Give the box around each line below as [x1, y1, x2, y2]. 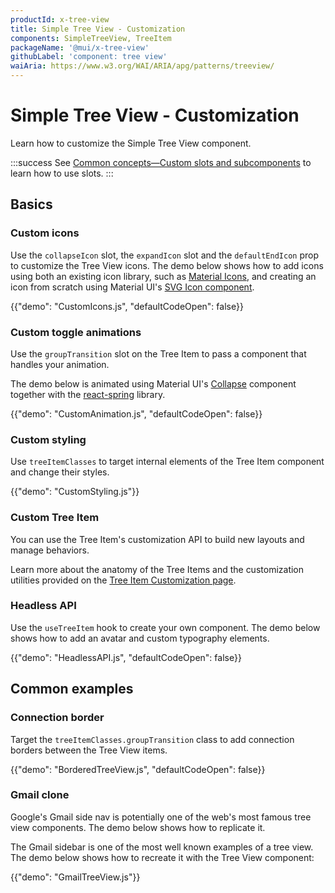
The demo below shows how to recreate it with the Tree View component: [10, 851, 315, 863]
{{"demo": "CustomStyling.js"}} [10, 486, 140, 498]
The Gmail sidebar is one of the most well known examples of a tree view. [10, 841, 314, 853]
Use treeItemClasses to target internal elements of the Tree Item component [10, 456, 325, 468]
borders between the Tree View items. [10, 744, 168, 756]
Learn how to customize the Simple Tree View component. [10, 137, 252, 149]
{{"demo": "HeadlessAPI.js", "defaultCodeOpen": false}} [10, 651, 242, 663]
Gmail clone [10, 788, 70, 802]
